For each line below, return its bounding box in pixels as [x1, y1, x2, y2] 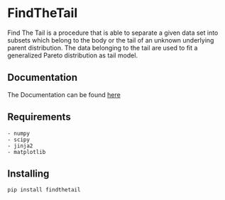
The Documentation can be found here [7, 90, 121, 99]
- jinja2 [7, 142, 33, 150]
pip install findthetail [7, 187, 81, 194]
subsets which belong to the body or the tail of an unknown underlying [7, 35, 214, 44]
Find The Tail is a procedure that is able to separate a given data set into [7, 28, 219, 37]
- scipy [7, 136, 31, 143]
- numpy [7, 130, 31, 137]
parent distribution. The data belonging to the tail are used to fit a [7, 43, 198, 52]
